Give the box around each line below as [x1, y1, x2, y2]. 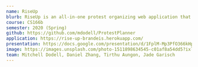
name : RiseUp [6, 8, 38, 15]
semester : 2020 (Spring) [6, 24, 67, 31]
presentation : [6, 41, 41, 47]
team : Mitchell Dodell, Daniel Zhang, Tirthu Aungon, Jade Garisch [6, 52, 176, 58]
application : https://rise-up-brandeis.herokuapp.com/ [6, 36, 144, 41]
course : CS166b [6, 19, 44, 25]
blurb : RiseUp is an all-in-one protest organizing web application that [6, 14, 192, 20]
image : [6, 47, 22, 52]
